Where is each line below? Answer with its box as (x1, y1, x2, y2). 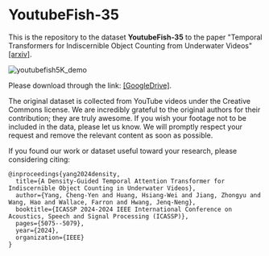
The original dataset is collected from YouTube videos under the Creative (8, 96, 251, 105)
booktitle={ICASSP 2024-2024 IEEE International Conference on (15, 205, 232, 213)
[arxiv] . (8, 49, 32, 59)
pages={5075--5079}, (15, 219, 85, 227)
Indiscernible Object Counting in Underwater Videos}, (8, 184, 197, 192)
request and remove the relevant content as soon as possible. (8, 130, 213, 140)
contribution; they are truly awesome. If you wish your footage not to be (8, 113, 247, 122)
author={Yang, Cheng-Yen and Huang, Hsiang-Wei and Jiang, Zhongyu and (15, 191, 262, 199)
